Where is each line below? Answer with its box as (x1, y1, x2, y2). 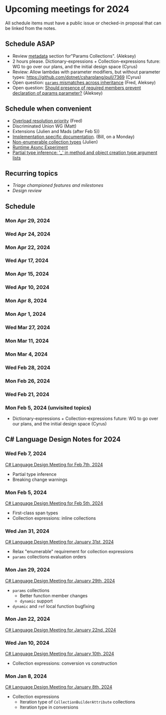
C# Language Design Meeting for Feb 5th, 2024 (5, 500, 103, 506)
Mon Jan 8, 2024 (5, 673, 47, 680)
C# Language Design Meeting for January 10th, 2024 (5, 651, 114, 657)
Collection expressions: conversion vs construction (12, 660, 118, 666)
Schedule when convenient (5, 105, 92, 113)
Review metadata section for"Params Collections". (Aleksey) (12, 53, 136, 59)
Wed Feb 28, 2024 (5, 364, 51, 371)
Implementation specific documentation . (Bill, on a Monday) (12, 134, 135, 140)
